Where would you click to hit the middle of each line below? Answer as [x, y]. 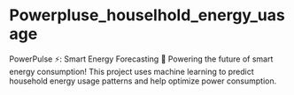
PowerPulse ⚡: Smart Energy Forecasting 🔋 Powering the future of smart [141, 59]
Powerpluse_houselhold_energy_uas [147, 15]
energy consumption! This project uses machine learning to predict [132, 71]
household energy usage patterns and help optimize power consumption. [143, 81]
